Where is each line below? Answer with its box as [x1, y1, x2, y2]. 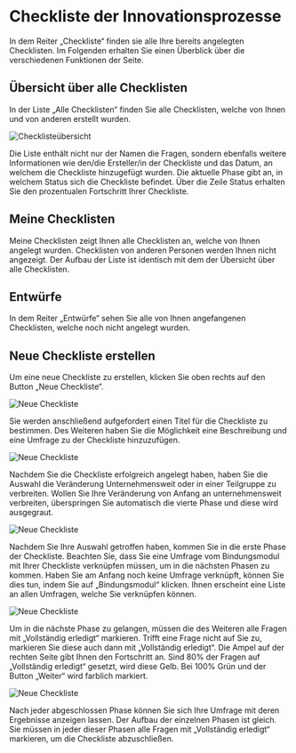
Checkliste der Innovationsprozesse [9, 6, 282, 27]
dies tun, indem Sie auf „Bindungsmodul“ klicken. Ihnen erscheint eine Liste [9, 579, 286, 590]
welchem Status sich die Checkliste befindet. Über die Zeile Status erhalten [9, 176, 286, 187]
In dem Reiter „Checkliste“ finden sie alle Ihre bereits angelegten [9, 36, 244, 46]
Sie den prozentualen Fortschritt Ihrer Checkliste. [9, 185, 189, 197]
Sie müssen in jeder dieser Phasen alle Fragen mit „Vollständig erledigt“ [9, 724, 271, 735]
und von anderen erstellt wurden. [9, 113, 132, 124]
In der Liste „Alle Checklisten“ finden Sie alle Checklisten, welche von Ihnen [9, 104, 286, 115]
